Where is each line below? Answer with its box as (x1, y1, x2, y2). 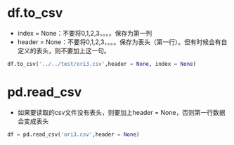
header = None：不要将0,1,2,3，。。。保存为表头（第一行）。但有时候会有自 (17, 37, 228, 46)
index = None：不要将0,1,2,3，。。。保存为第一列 (17, 29, 152, 37)
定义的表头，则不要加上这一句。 (17, 46, 110, 55)
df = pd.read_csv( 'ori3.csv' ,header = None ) (7, 131, 140, 138)
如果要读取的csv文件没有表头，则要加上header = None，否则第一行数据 (17, 108, 226, 116)
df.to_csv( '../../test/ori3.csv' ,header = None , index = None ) (7, 60, 197, 67)
